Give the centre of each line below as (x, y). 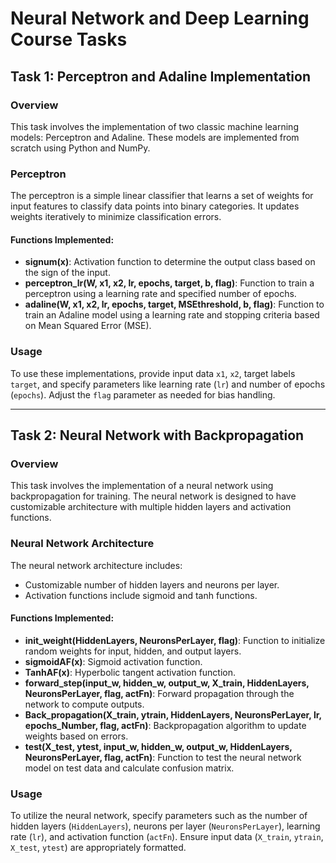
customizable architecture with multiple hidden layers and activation (151, 507)
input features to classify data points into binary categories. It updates (155, 206)
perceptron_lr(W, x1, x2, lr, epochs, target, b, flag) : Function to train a (169, 283)
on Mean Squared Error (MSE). (88, 326)
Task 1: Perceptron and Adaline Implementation (160, 76)
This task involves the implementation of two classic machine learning (154, 126)
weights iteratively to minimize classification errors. (116, 217)
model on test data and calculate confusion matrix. (129, 768)
